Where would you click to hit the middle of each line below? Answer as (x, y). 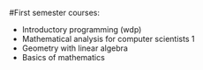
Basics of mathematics (64, 57)
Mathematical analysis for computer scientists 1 (108, 39)
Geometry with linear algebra (75, 48)
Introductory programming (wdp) (82, 29)
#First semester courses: (54, 13)
